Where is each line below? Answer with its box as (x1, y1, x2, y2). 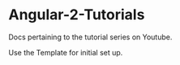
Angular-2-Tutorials (8, 6, 145, 24)
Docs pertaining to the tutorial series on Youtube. (8, 32, 173, 42)
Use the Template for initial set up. (8, 47, 123, 57)
